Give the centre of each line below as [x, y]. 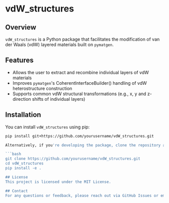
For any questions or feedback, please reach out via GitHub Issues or [82, 195]
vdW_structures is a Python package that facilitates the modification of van [82, 39]
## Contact [17, 191]
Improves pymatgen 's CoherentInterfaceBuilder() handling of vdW [80, 83]
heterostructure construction [42, 88]
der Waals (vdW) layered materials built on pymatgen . [60, 45]
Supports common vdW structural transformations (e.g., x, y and [79, 94]
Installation [23, 115]
